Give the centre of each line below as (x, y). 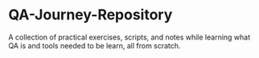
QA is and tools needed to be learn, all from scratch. (95, 45)
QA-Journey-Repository (90, 15)
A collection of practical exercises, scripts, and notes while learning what (129, 37)
